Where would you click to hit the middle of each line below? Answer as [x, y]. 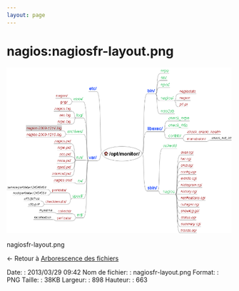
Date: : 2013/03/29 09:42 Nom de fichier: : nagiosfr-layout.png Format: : [113, 272]
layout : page [26, 15]
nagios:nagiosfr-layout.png [90, 51]
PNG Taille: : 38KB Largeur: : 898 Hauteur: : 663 [77, 280]
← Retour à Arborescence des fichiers [63, 258]
